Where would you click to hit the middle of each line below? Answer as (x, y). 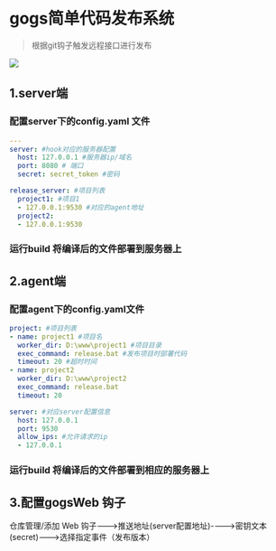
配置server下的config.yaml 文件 (80, 121)
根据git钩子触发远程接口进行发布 (92, 45)
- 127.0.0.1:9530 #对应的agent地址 (81, 207)
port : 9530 (38, 429)
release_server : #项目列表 (57, 191)
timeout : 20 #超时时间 (57, 362)
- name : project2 (42, 370)
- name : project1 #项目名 (56, 336)
